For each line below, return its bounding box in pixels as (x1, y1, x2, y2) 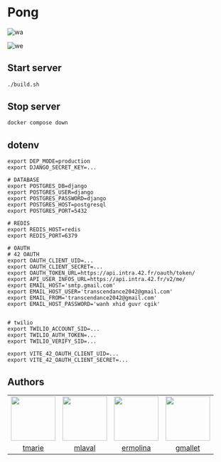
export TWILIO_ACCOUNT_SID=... (7, 326, 100, 333)
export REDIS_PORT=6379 (7, 232, 78, 240)
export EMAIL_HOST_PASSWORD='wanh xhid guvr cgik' (7, 301, 161, 308)
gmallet (175, 443, 200, 453)
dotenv (7, 139, 40, 151)
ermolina (122, 443, 151, 453)
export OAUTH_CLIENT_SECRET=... (7, 263, 103, 270)
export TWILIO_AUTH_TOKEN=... (7, 331, 97, 339)
